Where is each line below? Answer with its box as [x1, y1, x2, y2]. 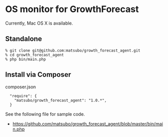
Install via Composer [5, 70, 71, 79]
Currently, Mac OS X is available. [5, 20, 73, 26]
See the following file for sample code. [5, 111, 86, 117]
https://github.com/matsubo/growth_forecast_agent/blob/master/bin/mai [12, 120, 163, 126]
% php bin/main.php [5, 57, 46, 62]
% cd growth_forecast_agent [5, 52, 64, 57]
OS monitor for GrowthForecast [5, 4, 139, 15]
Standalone [5, 35, 42, 43]
